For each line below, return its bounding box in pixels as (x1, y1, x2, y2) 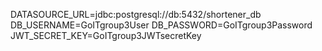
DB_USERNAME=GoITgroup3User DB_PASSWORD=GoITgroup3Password (10, 19, 313, 31)
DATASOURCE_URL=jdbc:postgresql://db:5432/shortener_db (10, 9, 262, 20)
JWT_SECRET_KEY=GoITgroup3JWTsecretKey (10, 30, 202, 41)
